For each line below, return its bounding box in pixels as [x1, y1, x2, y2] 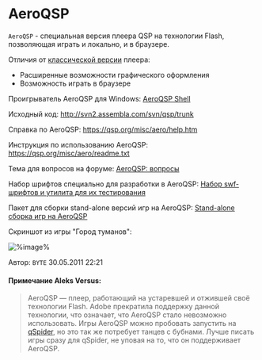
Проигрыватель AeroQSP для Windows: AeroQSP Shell [8, 94, 192, 103]
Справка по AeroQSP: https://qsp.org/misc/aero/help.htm [8, 124, 198, 134]
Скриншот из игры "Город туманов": [8, 227, 132, 236]
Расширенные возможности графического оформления [19, 70, 210, 79]
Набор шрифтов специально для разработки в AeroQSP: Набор [8, 179, 223, 189]
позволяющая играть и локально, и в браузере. [8, 39, 170, 48]
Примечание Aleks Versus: [8, 275, 101, 285]
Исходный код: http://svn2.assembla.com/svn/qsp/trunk [8, 109, 194, 119]
